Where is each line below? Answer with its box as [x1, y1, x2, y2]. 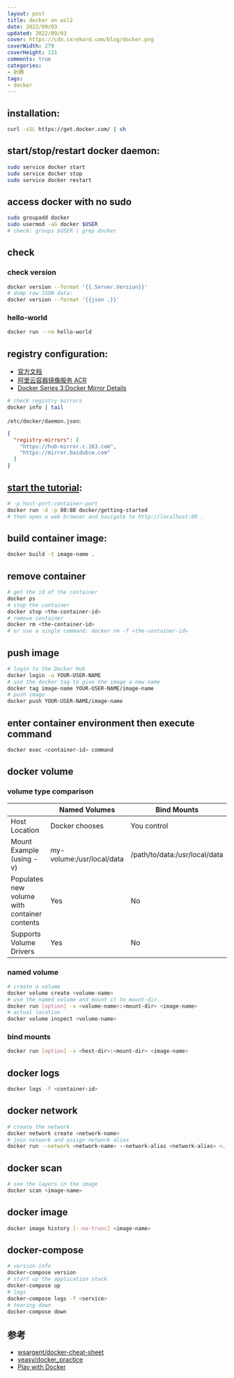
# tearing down [7, 1301, 52, 1308]
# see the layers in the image [7, 1181, 98, 1188]
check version [7, 268, 57, 278]
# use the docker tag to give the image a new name [7, 678, 160, 686]
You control [130, 821, 169, 831]
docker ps [7, 595, 36, 602]
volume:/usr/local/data [49, 854, 124, 863]
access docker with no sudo [7, 196, 132, 208]
